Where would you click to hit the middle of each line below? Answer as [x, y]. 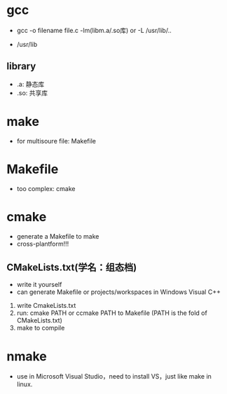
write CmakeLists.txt [46, 306]
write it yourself [39, 285]
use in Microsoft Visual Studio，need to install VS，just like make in [114, 377]
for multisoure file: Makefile [56, 141]
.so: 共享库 [32, 92]
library [21, 66]
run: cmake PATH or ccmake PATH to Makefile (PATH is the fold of [112, 313]
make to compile [41, 328]
